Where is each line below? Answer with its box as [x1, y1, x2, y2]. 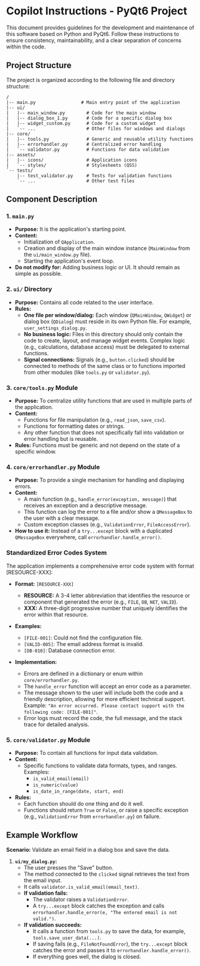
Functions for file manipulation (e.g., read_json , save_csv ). [23, 416, 166, 423]
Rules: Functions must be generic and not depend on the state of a [14, 441, 180, 449]
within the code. [6, 43, 46, 50]
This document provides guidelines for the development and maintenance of [6, 24, 195, 31]
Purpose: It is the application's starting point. [14, 225, 127, 233]
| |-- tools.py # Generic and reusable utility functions [6, 136, 194, 142]
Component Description [6, 194, 97, 205]
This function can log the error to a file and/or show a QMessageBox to [23, 508, 193, 516]
